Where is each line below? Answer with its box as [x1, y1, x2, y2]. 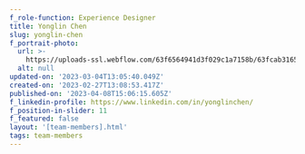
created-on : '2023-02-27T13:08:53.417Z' [9, 81, 165, 90]
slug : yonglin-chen [9, 30, 84, 39]
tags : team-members [9, 131, 84, 140]
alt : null [17, 64, 54, 73]
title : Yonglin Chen [9, 22, 88, 31]
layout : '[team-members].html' [9, 123, 128, 132]
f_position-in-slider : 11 [9, 106, 107, 115]
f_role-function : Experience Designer [9, 13, 156, 23]
